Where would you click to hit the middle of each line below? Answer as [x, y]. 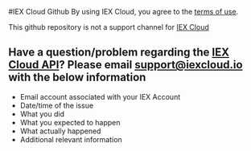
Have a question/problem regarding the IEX [119, 53]
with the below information [77, 78]
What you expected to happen [70, 122]
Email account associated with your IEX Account [100, 96]
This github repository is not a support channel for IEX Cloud [109, 27]
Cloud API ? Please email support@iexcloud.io [125, 65]
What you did [42, 114]
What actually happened [60, 131]
